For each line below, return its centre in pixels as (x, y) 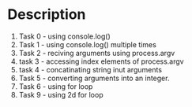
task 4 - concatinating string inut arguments (90, 69)
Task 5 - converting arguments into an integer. (94, 78)
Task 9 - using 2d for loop (61, 94)
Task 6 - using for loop (56, 86)
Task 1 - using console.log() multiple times (88, 44)
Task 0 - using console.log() (65, 36)
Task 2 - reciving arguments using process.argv (97, 53)
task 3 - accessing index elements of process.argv (101, 61)
